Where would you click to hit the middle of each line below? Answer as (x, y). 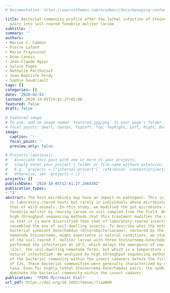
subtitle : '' (19, 28)
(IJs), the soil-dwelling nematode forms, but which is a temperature (86, 249)
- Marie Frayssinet (26, 52)
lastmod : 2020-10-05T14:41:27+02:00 (44, 99)
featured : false (22, 104)
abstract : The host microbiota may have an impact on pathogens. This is (85, 198)
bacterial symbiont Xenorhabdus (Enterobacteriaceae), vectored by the (87, 231)
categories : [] (21, 90)
